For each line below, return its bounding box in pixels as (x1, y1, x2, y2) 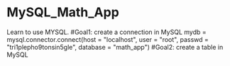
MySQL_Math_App (6, 4, 120, 21)
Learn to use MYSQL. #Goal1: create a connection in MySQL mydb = (6, 28, 207, 36)
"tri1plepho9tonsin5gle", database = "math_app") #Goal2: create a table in (6, 43, 224, 51)
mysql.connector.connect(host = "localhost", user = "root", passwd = (6, 35, 209, 43)
